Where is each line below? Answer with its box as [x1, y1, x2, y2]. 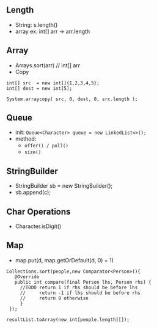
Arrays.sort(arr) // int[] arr [15, 61, 81, 69]
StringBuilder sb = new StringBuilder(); [15, 182, 113, 190]
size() [24, 149, 42, 155]
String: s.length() [15, 21, 58, 28]
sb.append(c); [15, 189, 51, 196]
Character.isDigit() [15, 223, 62, 230]
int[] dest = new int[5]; [6, 85, 72, 91]
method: [15, 135, 37, 142]
